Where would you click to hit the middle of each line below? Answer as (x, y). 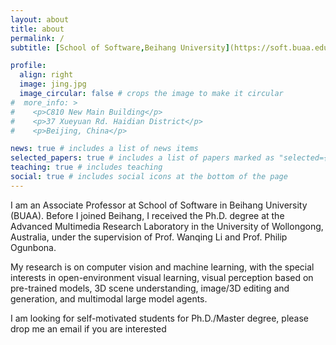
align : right (46, 75)
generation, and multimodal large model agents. (109, 298)
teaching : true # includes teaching (86, 167)
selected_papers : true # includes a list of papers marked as (142, 158)
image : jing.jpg (53, 84)
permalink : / (37, 38)
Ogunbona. (33, 247)
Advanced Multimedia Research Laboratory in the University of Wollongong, (167, 226)
